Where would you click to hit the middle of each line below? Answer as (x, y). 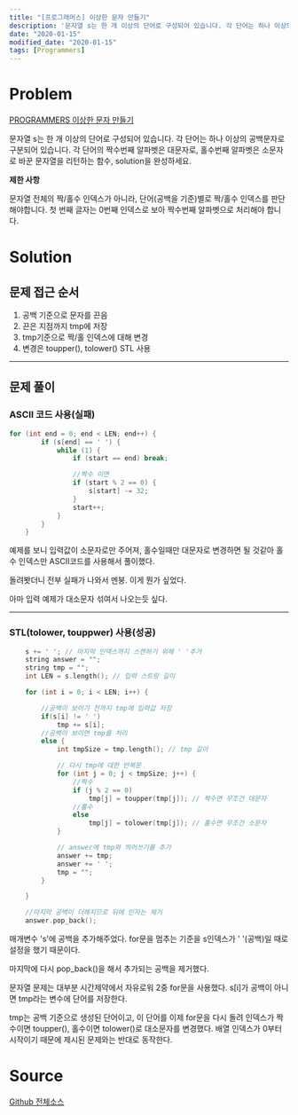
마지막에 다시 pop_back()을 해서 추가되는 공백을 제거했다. (110, 969)
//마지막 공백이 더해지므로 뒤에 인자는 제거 (94, 913)
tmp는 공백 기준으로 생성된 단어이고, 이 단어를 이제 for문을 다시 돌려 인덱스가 (142, 1017)
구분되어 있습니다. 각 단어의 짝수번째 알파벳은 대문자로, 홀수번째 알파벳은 (134, 150)
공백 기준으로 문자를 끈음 (65, 315)
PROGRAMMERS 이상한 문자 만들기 (72, 120)
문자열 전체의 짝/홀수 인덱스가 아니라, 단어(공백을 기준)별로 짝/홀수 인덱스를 (139, 199)
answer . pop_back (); (61, 921)
